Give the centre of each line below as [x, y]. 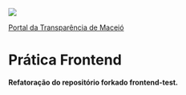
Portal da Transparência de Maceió [66, 27]
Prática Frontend [65, 60]
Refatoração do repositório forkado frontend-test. [93, 82]
